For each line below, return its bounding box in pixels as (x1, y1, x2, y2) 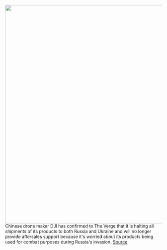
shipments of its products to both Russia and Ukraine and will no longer (5, 229, 152, 234)
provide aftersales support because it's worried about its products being (5, 234, 154, 240)
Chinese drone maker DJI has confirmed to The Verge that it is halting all (5, 223, 154, 229)
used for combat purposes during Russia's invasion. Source (5, 239, 128, 245)
